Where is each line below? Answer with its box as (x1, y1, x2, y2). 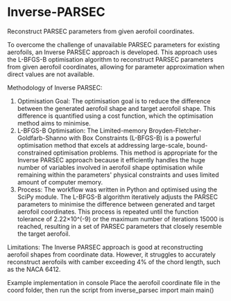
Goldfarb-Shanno (17, 133, 67, 142)
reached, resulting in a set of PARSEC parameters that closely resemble (17, 222, 222, 230)
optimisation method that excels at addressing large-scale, (17, 141, 185, 149)
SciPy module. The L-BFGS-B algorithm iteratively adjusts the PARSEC (17, 192, 219, 201)
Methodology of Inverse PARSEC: (7, 83, 103, 92)
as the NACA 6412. (7, 265, 61, 273)
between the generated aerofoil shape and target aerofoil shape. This (17, 104, 216, 112)
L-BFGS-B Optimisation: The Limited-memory (17, 126, 148, 135)
